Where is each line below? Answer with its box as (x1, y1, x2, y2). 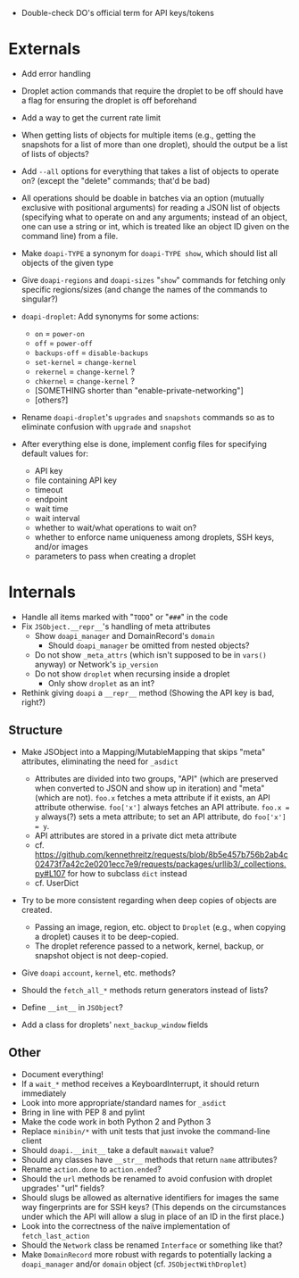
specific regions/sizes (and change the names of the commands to (21, 284, 268, 295)
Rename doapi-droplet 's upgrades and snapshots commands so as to (21, 411, 275, 422)
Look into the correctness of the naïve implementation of (21, 1220, 231, 1231)
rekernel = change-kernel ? (34, 366, 136, 377)
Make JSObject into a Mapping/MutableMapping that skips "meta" (21, 746, 266, 757)
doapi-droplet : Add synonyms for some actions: (21, 311, 200, 321)
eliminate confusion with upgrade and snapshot (21, 421, 193, 432)
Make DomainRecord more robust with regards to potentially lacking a (21, 1249, 272, 1259)
